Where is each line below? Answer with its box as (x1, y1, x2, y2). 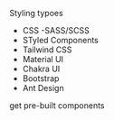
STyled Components (22, 35, 100, 45)
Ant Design (22, 83, 65, 93)
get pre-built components (9, 100, 105, 111)
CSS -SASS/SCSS (22, 25, 90, 35)
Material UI (22, 54, 64, 64)
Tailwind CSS (22, 44, 72, 55)
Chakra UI (22, 63, 61, 74)
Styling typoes (9, 8, 63, 18)
